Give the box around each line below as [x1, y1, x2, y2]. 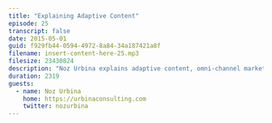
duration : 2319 [8, 72, 60, 80]
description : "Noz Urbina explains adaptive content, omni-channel [8, 65, 241, 73]
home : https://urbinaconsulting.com [23, 95, 147, 103]
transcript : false [8, 27, 70, 35]
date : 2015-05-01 [8, 34, 67, 43]
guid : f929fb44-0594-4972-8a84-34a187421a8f [8, 42, 161, 50]
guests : [8, 79, 35, 87]
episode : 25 [8, 19, 49, 28]
